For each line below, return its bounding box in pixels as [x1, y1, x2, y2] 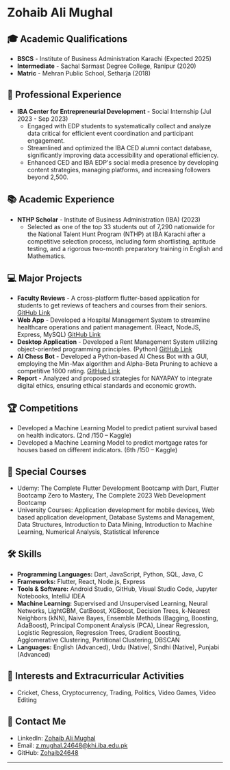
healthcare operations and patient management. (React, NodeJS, [16, 323, 201, 331]
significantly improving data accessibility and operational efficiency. [27, 151, 219, 159]
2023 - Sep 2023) [16, 115, 68, 123]
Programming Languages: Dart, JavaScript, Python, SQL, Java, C [16, 570, 203, 578]
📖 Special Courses [7, 465, 87, 478]
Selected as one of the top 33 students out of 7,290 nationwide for [27, 222, 216, 231]
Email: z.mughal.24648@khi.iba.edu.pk [16, 741, 128, 749]
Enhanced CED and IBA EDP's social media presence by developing [27, 158, 219, 166]
